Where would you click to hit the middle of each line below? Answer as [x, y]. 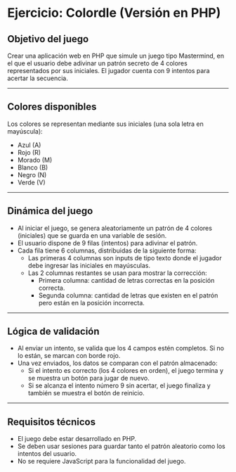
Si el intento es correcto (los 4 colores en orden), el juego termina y [125, 371]
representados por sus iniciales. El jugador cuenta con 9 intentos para [109, 71]
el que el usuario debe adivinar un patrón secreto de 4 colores [97, 63]
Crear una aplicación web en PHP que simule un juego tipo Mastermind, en [116, 56]
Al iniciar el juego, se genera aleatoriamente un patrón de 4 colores [115, 228]
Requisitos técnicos [52, 422]
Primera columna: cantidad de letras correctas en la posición [126, 280]
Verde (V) [31, 182]
